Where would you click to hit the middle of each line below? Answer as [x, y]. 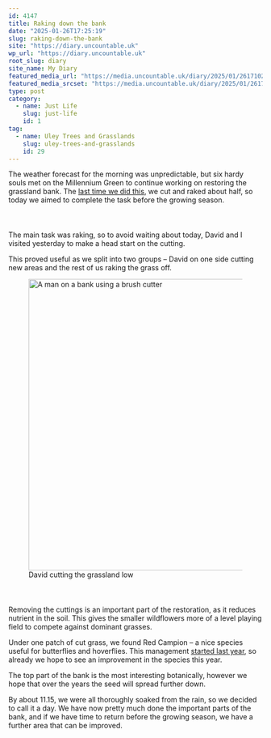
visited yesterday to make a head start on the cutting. [97, 244]
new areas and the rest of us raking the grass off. [90, 268]
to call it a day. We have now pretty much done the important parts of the [130, 708]
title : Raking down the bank [57, 23]
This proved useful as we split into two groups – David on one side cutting [131, 259]
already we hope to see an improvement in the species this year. [115, 660]
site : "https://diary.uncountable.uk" [73, 46]
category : [25, 99]
